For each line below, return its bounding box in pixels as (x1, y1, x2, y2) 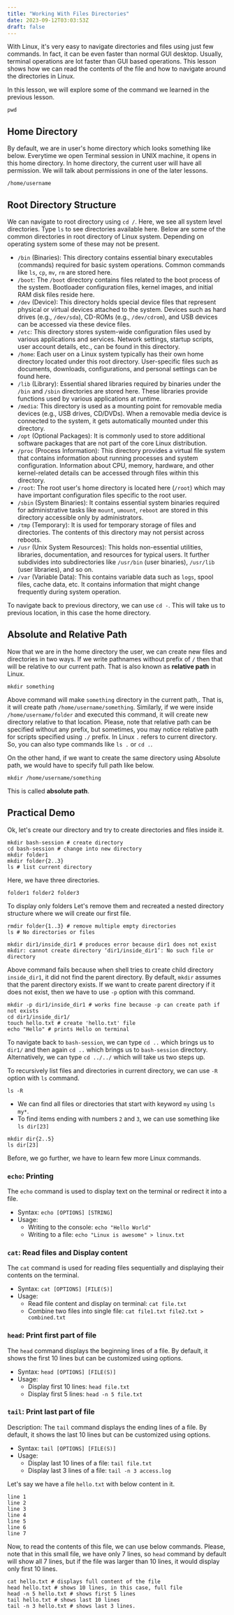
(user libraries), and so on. (17, 566, 94, 573)
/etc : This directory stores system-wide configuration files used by (17, 328, 211, 336)
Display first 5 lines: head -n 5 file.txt (27, 1389, 143, 1398)
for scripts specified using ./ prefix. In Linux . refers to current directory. (7, 732, 218, 741)
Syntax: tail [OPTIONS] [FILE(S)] (17, 1444, 117, 1452)
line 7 (7, 1530, 27, 1537)
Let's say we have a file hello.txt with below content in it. (7, 1479, 175, 1488)
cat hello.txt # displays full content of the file (7, 1578, 161, 1585)
